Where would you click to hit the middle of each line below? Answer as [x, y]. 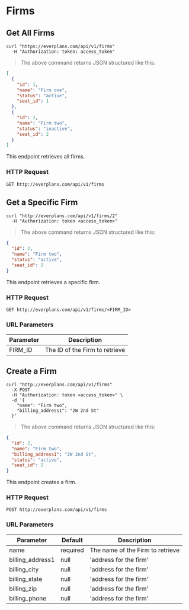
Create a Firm [32, 371]
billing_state [26, 579]
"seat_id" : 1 [33, 101]
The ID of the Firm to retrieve [85, 350]
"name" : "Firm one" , [42, 90]
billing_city [24, 569]
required [72, 550]
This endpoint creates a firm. [41, 482]
